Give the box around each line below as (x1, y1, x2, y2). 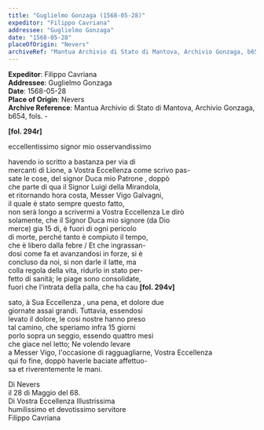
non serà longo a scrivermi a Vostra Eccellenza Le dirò (8, 208, 185, 216)
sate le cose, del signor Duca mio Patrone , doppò (8, 174, 170, 183)
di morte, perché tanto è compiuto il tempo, (8, 233, 148, 241)
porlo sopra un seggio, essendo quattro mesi (8, 331, 154, 340)
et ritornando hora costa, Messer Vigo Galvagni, (8, 190, 163, 200)
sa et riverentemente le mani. (8, 365, 103, 373)
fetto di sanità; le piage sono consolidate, (8, 274, 141, 283)
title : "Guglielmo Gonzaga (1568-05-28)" (8, 11, 146, 20)
